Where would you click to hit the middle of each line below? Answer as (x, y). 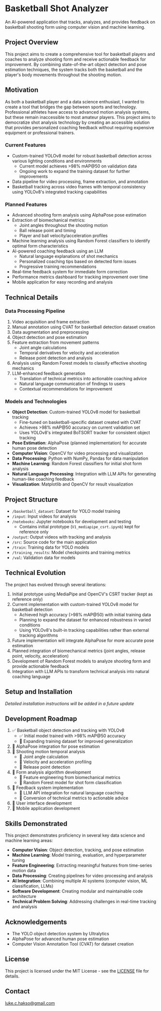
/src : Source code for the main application (54, 542)
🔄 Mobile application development (46, 809)
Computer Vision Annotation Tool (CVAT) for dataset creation (73, 944)
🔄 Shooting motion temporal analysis (49, 752)
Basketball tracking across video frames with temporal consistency (79, 186)
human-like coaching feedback (43, 479)
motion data (24, 871)
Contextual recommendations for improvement (66, 388)
